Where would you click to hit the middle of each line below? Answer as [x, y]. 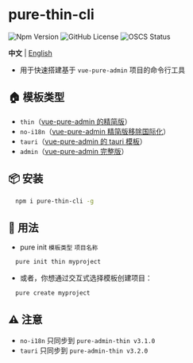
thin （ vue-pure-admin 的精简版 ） [75, 122]
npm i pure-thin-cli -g [54, 201]
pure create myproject [53, 293]
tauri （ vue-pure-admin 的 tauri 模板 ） [83, 141]
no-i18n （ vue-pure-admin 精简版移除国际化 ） [95, 131]
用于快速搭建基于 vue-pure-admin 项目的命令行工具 [102, 70]
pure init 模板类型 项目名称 [59, 247]
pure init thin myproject [58, 262]
